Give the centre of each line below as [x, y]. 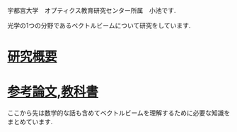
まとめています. [30, 122]
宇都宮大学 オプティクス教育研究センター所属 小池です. [92, 10]
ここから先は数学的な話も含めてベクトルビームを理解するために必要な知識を [119, 113]
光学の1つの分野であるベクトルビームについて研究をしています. [99, 26]
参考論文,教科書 [53, 92]
